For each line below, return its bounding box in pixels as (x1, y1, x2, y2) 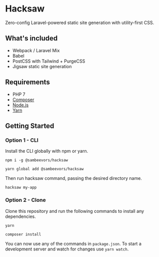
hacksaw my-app (5, 185, 37, 190)
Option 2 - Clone (5, 196, 46, 203)
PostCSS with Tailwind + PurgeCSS (12, 58, 85, 64)
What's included (5, 34, 58, 43)
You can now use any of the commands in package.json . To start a (5, 240, 141, 246)
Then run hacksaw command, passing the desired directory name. (5, 175, 142, 181)
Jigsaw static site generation (12, 63, 72, 69)
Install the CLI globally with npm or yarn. (5, 148, 88, 154)
